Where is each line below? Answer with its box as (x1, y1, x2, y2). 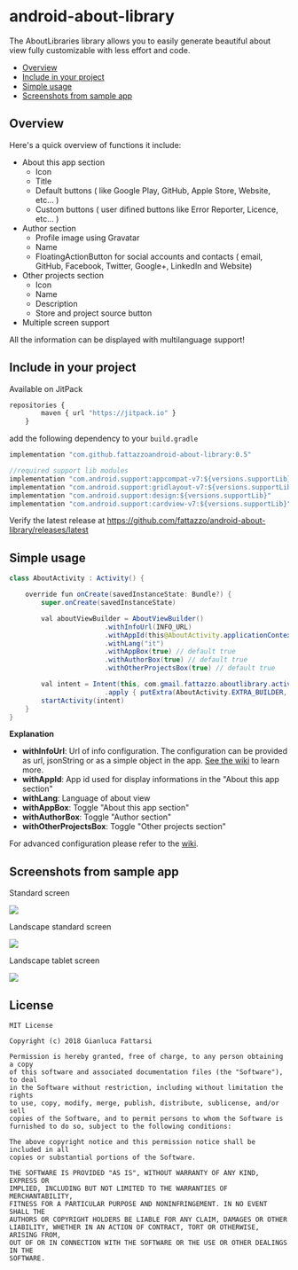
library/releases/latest (9, 525, 89, 536)
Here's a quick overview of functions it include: (9, 139, 182, 150)
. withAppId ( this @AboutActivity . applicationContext (104, 631, 295, 639)
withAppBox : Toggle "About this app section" (21, 803, 190, 813)
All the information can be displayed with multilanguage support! (9, 334, 246, 345)
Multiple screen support (21, 317, 110, 327)
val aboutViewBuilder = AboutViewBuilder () (41, 614, 204, 623)
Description (35, 298, 78, 309)
